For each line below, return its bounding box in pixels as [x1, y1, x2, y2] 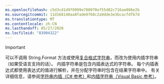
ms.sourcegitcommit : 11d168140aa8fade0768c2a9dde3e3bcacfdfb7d [5, 12, 140, 17]
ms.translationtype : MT [5, 16, 55, 21]
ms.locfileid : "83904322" [5, 30, 59, 35]
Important [5, 44, 25, 50]
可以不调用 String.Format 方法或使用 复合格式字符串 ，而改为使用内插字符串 [5, 54, 158, 60]
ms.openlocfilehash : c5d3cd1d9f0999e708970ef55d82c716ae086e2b [5, 7, 140, 12]
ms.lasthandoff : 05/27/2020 [5, 26, 64, 31]
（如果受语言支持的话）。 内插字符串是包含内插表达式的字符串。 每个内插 [5, 61, 154, 66]
